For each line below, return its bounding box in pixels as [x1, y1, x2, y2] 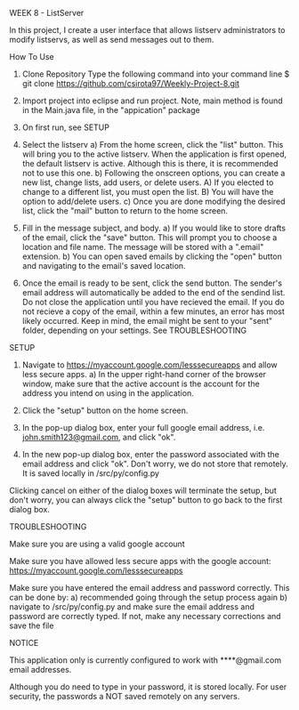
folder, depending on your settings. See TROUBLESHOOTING [21, 325, 247, 335]
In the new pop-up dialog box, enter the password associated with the [21, 449, 280, 459]
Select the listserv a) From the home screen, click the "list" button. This [21, 140, 284, 149]
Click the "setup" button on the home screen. [21, 405, 189, 416]
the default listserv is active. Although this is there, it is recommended [21, 158, 279, 168]
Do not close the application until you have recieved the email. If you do [21, 297, 285, 307]
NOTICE [9, 638, 39, 648]
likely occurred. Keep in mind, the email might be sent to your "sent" [21, 316, 273, 326]
